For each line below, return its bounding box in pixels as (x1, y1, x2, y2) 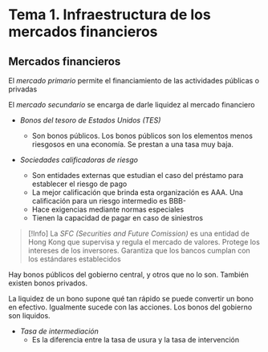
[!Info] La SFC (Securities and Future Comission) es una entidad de (27, 229, 250, 238)
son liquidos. (8, 311, 51, 320)
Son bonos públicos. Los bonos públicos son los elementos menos (31, 131, 253, 140)
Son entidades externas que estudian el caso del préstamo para (31, 171, 244, 180)
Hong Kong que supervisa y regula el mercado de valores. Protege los (27, 237, 261, 246)
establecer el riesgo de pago (31, 179, 128, 188)
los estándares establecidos (27, 254, 122, 264)
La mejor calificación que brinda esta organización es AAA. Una (31, 188, 243, 197)
